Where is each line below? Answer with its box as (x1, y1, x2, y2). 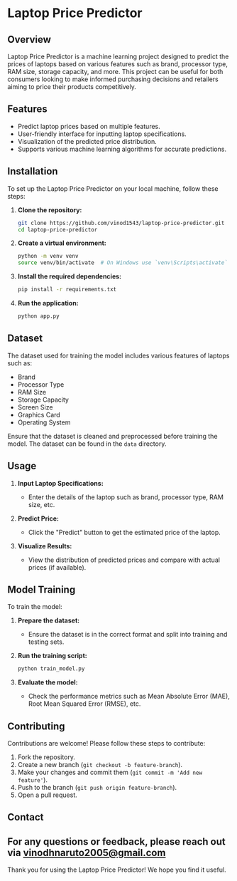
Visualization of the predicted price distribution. (17, 137, 158, 145)
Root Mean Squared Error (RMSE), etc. (28, 699, 141, 708)
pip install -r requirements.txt (17, 286, 117, 293)
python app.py (17, 313, 60, 320)
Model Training (7, 583, 76, 595)
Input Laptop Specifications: (17, 479, 104, 487)
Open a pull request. (17, 791, 78, 799)
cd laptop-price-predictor (17, 226, 98, 233)
